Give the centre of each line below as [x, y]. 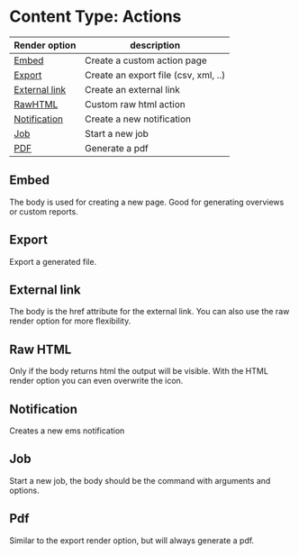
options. [25, 490]
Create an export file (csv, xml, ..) [155, 75]
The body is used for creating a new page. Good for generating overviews [147, 202]
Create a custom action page [146, 60]
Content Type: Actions [95, 17]
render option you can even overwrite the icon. [96, 381]
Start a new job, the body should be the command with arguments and [140, 480]
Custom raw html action [136, 104]
